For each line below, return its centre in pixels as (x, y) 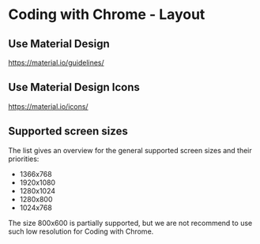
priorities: (24, 159)
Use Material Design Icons (74, 87)
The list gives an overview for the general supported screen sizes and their (130, 150)
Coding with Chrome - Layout (107, 15)
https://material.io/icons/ (48, 106)
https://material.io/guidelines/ (56, 62)
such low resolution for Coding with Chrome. (81, 231)
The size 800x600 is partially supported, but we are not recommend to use (130, 223)
